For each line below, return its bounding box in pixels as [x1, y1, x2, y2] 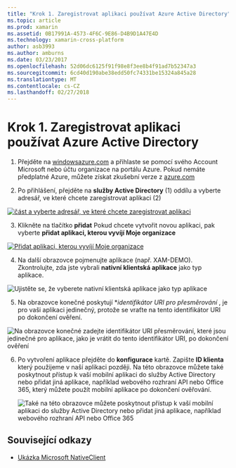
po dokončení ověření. [17, 313, 83, 321]
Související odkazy [7, 434, 92, 446]
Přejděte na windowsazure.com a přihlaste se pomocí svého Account [17, 158, 218, 166]
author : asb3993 [7, 43, 55, 50]
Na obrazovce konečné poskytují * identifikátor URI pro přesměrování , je [17, 298, 228, 307]
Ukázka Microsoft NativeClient [17, 452, 106, 462]
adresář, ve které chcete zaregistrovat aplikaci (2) [17, 194, 162, 202]
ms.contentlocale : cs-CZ [7, 82, 80, 90]
